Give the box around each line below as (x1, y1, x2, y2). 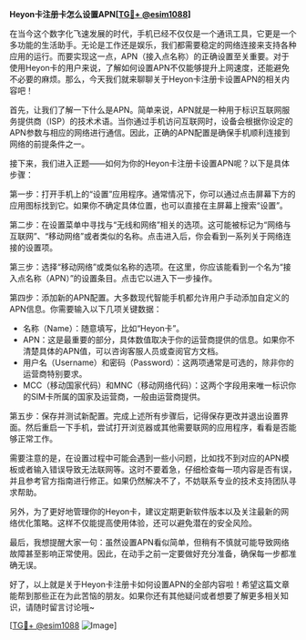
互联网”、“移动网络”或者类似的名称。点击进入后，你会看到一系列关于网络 (9, 231, 284, 241)
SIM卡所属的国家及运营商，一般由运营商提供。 (30, 391, 206, 401)
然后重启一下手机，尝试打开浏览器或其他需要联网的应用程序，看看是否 (25, 422, 289, 432)
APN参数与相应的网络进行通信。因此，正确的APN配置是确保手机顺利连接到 (9, 127, 291, 137)
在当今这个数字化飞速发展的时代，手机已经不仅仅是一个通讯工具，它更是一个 (9, 28, 297, 39)
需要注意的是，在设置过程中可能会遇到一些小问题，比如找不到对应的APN (9, 452, 282, 463)
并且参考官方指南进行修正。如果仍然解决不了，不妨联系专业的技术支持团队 (9, 475, 289, 486)
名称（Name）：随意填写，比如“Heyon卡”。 (22, 323, 185, 333)
